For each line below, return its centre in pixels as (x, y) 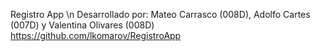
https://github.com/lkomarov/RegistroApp (96, 35)
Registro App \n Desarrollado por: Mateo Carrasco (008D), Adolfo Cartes (160, 14)
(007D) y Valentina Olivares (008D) (82, 25)
